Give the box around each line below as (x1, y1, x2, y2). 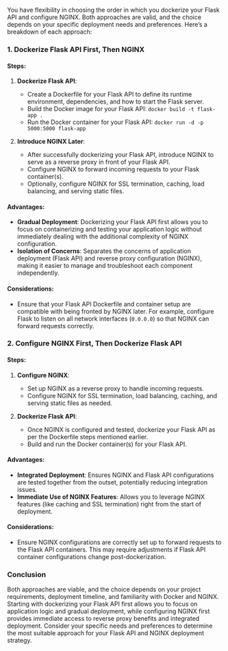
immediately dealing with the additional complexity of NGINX (16, 232, 189, 241)
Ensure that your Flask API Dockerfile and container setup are (16, 299, 192, 308)
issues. (16, 485, 38, 493)
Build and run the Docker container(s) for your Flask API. (27, 440, 187, 448)
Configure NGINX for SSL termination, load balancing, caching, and (27, 391, 218, 400)
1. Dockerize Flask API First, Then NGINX (7, 45, 145, 54)
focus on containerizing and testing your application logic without (16, 225, 202, 234)
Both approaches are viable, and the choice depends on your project (7, 585, 201, 593)
